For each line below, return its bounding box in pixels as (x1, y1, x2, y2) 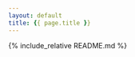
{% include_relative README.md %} (8, 40, 128, 50)
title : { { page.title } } (8, 19, 91, 27)
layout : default (8, 11, 62, 20)
